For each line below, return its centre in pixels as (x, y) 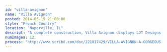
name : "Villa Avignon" (29, 14)
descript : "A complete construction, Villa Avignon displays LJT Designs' (84, 33)
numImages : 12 (20, 38)
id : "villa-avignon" (27, 10)
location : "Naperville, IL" (34, 28)
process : (14, 42)
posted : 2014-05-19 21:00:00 (35, 19)
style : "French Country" (31, 24)
